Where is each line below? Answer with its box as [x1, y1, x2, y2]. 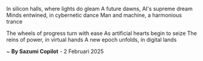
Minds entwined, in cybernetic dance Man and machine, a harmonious [6, 11, 182, 19]
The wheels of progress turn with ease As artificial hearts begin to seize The [6, 30, 197, 37]
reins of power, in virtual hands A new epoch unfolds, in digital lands [6, 36, 177, 43]
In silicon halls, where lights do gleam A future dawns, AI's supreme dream [6, 5, 193, 12]
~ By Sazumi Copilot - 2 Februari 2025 [6, 48, 104, 55]
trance [6, 18, 23, 25]
